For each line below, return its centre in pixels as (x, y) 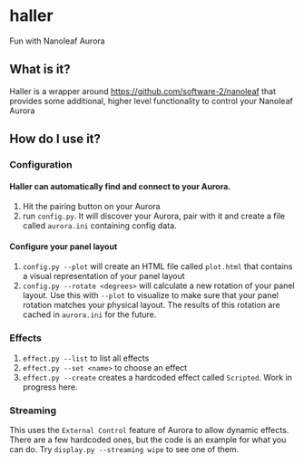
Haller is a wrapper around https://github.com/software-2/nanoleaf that (143, 91)
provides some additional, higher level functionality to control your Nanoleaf (151, 101)
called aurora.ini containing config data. (99, 226)
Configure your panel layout (64, 246)
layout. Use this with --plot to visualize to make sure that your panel (150, 295)
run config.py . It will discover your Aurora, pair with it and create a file (154, 216)
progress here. (50, 387)
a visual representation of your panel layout (103, 276)
